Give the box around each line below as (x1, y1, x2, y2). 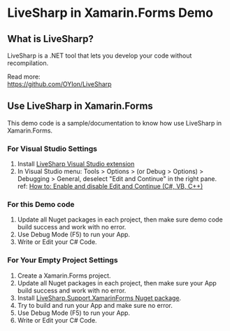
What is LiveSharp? (7, 33, 94, 45)
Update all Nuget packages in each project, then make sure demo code (17, 215, 223, 224)
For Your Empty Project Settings (7, 255, 118, 265)
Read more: (7, 72, 41, 81)
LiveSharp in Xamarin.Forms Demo (7, 5, 213, 21)
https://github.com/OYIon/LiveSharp (7, 80, 112, 88)
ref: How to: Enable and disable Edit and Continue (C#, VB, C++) (17, 182, 203, 191)
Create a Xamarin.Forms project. (17, 271, 111, 280)
